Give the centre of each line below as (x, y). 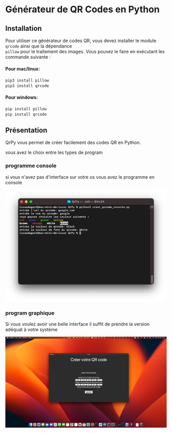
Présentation (26, 130)
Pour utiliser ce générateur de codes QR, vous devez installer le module (81, 40)
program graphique (30, 313)
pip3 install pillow (27, 80)
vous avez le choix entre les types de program (54, 153)
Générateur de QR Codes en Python (83, 9)
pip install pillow (26, 109)
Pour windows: (22, 97)
